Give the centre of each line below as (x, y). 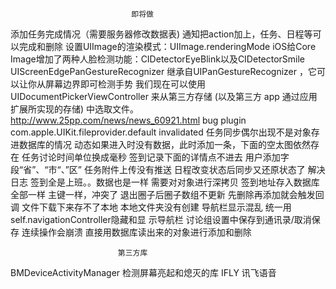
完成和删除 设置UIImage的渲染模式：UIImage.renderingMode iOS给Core (167, 46)
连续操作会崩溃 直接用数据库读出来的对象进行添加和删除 (136, 232)
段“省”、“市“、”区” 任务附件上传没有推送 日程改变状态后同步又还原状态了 (158, 169)
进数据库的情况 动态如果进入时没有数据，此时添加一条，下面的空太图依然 (160, 144)
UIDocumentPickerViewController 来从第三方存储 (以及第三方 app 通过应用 (164, 96)
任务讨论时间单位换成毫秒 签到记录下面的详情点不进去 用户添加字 (155, 157)
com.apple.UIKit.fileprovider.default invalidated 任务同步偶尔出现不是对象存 (165, 132)
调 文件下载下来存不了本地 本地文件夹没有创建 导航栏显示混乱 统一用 (151, 207)
